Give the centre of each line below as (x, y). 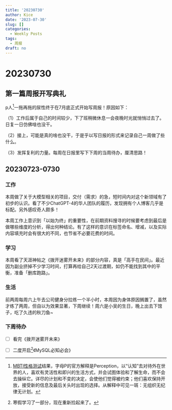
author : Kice (19, 15)
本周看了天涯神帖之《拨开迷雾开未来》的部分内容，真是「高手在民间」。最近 (85, 260)
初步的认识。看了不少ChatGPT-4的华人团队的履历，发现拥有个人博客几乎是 (84, 203)
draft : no (16, 48)
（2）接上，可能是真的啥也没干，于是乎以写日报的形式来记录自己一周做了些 (85, 135)
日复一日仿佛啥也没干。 (30, 125)
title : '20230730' (25, 10)
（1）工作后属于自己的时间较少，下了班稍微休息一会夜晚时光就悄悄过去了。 (85, 118)
